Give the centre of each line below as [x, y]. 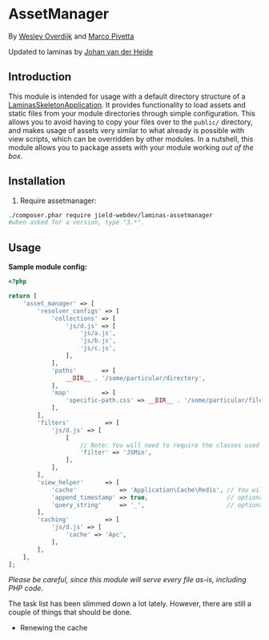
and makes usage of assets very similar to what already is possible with [126, 130]
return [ [23, 296]
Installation [37, 181]
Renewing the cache [54, 628]
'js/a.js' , [98, 334]
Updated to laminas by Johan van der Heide [81, 51]
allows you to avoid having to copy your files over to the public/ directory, [130, 122]
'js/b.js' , [98, 341]
